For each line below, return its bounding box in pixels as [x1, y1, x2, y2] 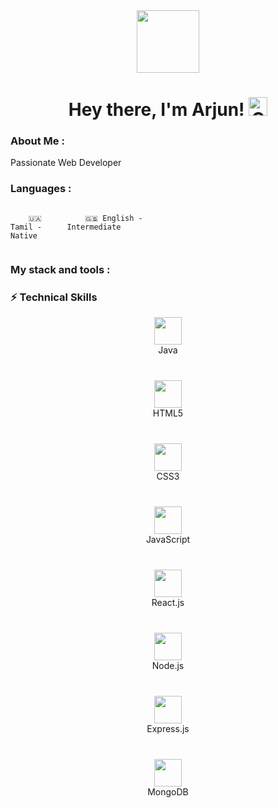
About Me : [10, 134, 65, 148]
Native [10, 230, 38, 241]
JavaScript [145, 534, 191, 545]
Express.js [146, 723, 190, 734]
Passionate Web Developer [10, 157, 122, 169]
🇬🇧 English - [84, 213, 143, 223]
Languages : [10, 182, 72, 196]
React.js [151, 597, 185, 608]
